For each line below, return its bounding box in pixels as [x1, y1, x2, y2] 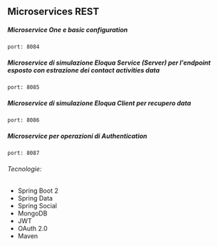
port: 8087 [7, 149, 40, 157]
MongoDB [17, 209, 48, 218]
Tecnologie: [7, 164, 42, 173]
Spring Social [17, 202, 57, 210]
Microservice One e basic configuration [7, 25, 128, 34]
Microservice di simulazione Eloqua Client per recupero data [7, 99, 192, 107]
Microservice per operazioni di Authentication [7, 132, 147, 140]
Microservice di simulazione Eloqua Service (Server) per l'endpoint [7, 58, 211, 67]
